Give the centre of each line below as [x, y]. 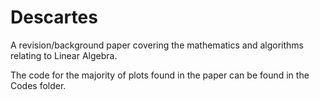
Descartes [54, 17]
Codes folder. [38, 85]
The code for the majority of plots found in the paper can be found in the [160, 75]
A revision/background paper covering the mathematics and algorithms [157, 45]
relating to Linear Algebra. [64, 55]
